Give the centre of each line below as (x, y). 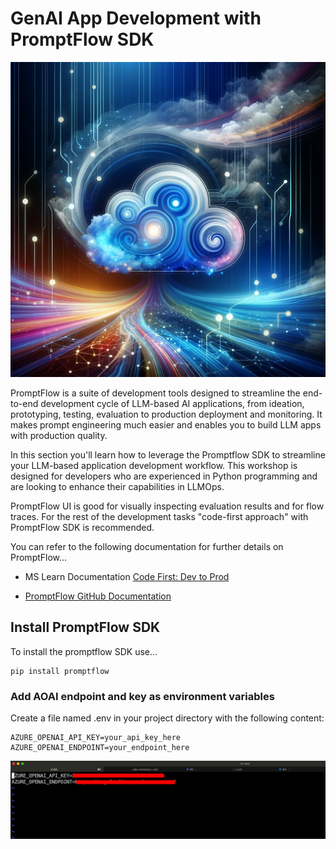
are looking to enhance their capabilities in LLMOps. (117, 486)
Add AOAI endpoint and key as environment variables (142, 696)
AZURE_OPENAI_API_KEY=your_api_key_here (96, 738)
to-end (24, 403)
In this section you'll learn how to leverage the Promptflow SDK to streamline (168, 454)
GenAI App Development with (136, 18)
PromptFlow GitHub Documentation (98, 596)
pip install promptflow (60, 671)
